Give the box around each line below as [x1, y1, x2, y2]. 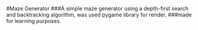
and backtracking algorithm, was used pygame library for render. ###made [6, 11, 192, 18]
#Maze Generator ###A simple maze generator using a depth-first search [6, 5, 189, 12]
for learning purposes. [6, 18, 62, 24]
